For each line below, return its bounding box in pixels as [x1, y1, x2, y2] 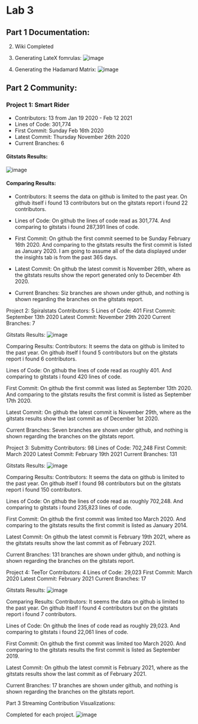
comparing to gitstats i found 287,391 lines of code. [14, 224, 140, 231]
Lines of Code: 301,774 [14, 120, 72, 127]
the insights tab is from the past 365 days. [14, 254, 118, 261]
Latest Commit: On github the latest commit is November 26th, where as [14, 265, 191, 273]
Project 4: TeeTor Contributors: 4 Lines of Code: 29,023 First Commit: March [6, 569, 193, 576]
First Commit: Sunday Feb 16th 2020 [14, 127, 104, 134]
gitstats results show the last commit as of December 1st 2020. [6, 415, 160, 422]
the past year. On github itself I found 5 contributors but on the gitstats [6, 349, 178, 356]
